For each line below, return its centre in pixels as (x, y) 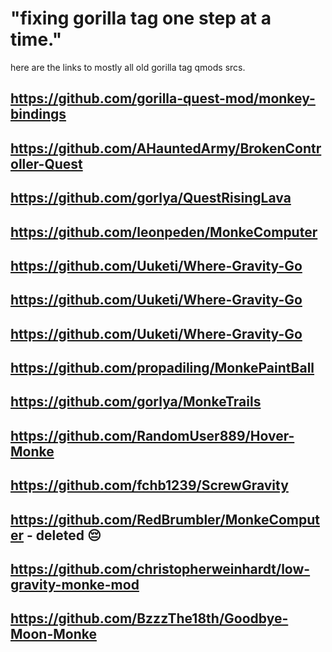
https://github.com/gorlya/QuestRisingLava (151, 198)
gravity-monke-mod (75, 585)
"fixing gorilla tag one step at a (141, 18)
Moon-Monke (53, 634)
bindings (38, 114)
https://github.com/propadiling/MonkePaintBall (162, 368)
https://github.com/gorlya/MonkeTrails (136, 402)
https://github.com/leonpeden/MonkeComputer (164, 232)
